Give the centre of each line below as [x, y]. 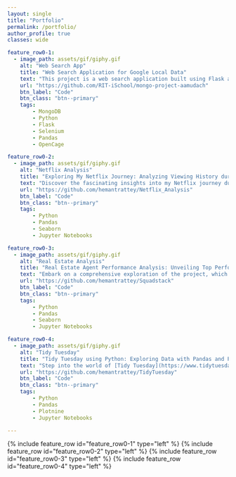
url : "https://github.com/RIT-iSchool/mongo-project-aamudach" [114, 85]
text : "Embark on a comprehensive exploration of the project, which [124, 274]
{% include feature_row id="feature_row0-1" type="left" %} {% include [110, 444]
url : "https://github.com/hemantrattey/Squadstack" [97, 281]
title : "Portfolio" [36, 20]
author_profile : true [39, 33]
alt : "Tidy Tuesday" [50, 352]
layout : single [29, 14]
